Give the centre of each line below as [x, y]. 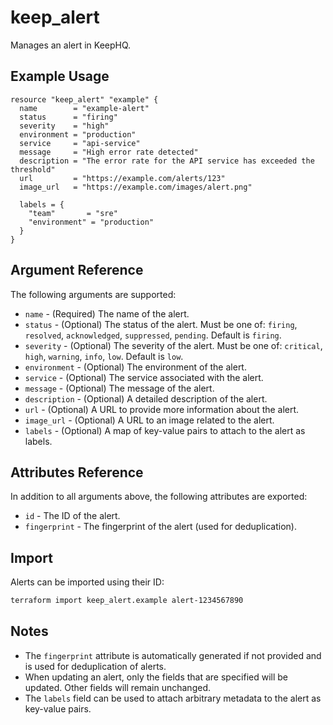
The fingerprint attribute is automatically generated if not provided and [173, 655]
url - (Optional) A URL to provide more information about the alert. [162, 409]
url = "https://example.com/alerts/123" [122, 178]
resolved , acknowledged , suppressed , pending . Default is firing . [153, 335]
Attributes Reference [77, 472]
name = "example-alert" [84, 108]
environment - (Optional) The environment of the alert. [135, 367]
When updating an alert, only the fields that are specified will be [156, 677]
